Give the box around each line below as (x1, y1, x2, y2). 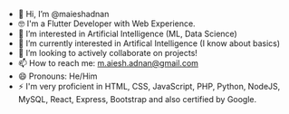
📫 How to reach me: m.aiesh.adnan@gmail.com (17, 58, 199, 68)
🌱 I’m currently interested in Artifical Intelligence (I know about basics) (17, 38, 281, 49)
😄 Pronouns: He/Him (17, 71, 98, 81)
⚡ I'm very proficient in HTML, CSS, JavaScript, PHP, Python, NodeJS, (17, 81, 281, 91)
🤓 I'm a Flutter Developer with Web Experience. (17, 18, 197, 29)
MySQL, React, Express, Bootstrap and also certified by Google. (17, 94, 257, 104)
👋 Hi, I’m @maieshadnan (17, 9, 110, 19)
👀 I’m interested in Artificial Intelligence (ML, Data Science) (17, 28, 237, 39)
